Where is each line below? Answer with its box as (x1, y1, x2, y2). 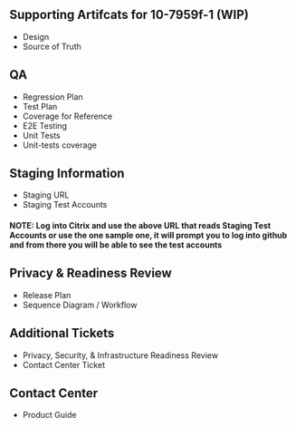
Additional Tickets (9, 325, 115, 341)
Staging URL (22, 189, 70, 200)
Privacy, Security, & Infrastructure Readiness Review (22, 349, 219, 361)
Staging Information (9, 166, 125, 181)
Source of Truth (22, 41, 81, 52)
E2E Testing (22, 120, 68, 131)
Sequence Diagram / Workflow (22, 299, 138, 310)
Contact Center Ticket (22, 359, 106, 370)
